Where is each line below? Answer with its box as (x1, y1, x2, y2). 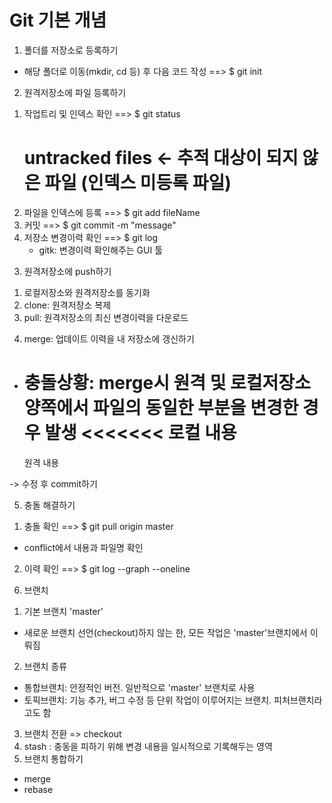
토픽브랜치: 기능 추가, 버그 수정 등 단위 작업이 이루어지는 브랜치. (23, 694, 272, 706)
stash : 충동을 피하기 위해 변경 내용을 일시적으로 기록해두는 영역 (23, 740, 273, 752)
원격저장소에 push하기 (23, 265, 112, 277)
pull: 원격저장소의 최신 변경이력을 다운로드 (23, 311, 189, 323)
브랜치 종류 (23, 660, 68, 672)
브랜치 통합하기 (23, 752, 84, 765)
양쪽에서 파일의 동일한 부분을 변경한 (23, 397, 299, 420)
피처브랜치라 (273, 694, 323, 706)
